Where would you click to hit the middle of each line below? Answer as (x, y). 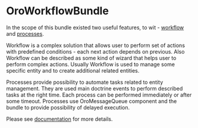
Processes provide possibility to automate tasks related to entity (85, 82)
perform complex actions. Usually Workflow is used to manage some (91, 64)
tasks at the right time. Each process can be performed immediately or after (99, 95)
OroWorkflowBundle (57, 11)
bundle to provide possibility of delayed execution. (68, 107)
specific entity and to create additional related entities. (73, 70)
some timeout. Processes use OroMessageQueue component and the (92, 101)
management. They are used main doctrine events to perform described (95, 88)
